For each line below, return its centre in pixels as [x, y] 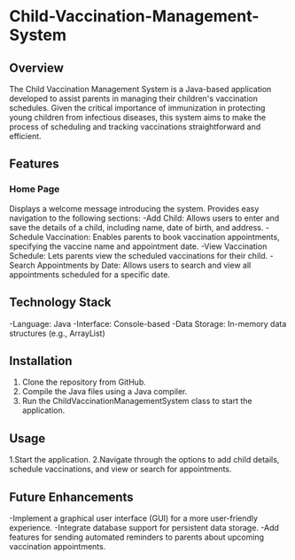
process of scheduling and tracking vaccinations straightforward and [135, 127]
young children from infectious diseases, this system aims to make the [138, 117]
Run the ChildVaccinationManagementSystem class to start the [137, 401]
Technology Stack [60, 303]
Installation [41, 361]
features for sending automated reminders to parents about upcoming [136, 537]
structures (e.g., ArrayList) [58, 333]
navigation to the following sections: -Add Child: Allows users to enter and [144, 218]
